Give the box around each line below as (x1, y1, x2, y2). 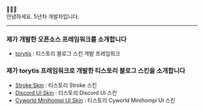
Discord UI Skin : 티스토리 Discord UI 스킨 (15, 89, 117, 96)
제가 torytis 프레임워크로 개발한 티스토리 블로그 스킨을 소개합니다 (6, 66, 185, 75)
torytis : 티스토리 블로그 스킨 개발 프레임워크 (15, 50, 120, 57)
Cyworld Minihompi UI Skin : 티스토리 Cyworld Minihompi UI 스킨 (15, 97, 175, 104)
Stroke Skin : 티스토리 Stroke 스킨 (15, 82, 97, 89)
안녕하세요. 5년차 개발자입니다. (6, 13, 80, 20)
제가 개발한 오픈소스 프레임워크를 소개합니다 (6, 35, 127, 44)
